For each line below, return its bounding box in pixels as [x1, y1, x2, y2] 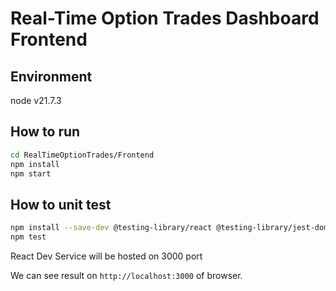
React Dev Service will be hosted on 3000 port [10, 250, 203, 262]
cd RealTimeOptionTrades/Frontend [10, 150, 155, 160]
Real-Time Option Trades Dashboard [10, 7, 320, 30]
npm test [10, 232, 47, 242]
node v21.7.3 [10, 95, 62, 106]
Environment [10, 68, 93, 85]
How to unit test [10, 196, 112, 213]
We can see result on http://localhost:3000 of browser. [10, 270, 243, 281]
